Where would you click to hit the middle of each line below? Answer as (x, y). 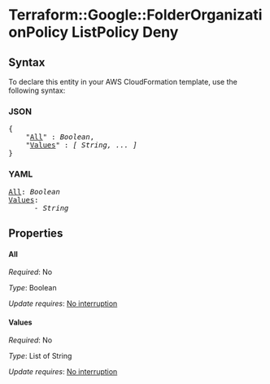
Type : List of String (40, 356)
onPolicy (39, 32)
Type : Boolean (33, 288)
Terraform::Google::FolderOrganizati (135, 15)
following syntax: (37, 90)
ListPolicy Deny (125, 32)
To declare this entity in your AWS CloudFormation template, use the (123, 82)
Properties (36, 233)
